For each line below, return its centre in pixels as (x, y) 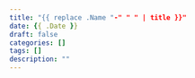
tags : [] (26, 51)
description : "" (40, 59)
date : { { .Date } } (44, 26)
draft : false (34, 34)
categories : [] (38, 43)
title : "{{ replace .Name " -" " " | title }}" (98, 17)
